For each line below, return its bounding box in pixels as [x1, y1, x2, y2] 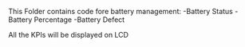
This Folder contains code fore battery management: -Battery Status [8, 7, 233, 16]
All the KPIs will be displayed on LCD [8, 31, 129, 39]
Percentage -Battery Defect [34, 15, 125, 24]
